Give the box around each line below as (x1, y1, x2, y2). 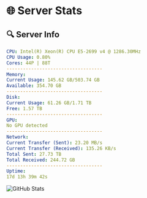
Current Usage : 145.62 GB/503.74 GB (6, 77, 100, 83)
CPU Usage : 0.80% (6, 54, 51, 60)
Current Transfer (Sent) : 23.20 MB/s (6, 140, 103, 146)
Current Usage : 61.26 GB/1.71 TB (6, 99, 92, 106)
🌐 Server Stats (6, 4, 83, 18)
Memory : (6, 71, 26, 77)
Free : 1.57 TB (6, 105, 43, 112)
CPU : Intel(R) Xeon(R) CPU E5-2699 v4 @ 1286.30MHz (6, 48, 141, 55)
